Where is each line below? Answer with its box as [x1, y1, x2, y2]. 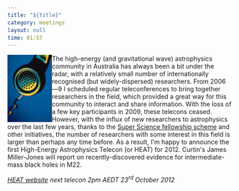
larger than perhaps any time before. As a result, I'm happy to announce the [7, 138, 230, 146]
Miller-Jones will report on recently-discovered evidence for [7, 153, 184, 162]
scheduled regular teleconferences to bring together [67, 85, 221, 93]
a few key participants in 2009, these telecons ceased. [52, 108, 213, 116]
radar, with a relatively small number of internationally [52, 70, 209, 78]
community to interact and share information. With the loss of [52, 100, 232, 108]
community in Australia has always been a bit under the [52, 62, 215, 71]
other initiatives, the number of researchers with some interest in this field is [7, 130, 230, 139]
